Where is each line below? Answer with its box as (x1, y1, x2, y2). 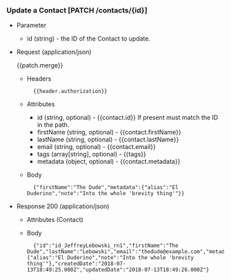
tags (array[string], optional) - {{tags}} (37, 150, 146, 159)
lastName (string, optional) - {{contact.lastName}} (37, 135, 179, 143)
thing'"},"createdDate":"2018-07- (26, 261, 126, 268)
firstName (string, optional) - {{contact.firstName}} (37, 128, 181, 137)
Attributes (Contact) (26, 216, 83, 224)
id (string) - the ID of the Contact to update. (26, 34, 151, 43)
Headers (26, 74, 52, 83)
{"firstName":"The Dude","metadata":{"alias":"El (32, 184, 179, 191)
